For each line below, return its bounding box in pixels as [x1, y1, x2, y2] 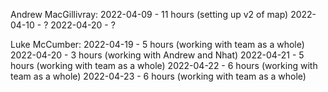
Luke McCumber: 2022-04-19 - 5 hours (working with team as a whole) [10, 39, 305, 50]
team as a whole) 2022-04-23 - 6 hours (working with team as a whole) [10, 70, 307, 82]
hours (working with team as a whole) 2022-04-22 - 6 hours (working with [10, 60, 318, 71]
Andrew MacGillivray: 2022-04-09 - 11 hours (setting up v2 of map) [10, 9, 289, 20]
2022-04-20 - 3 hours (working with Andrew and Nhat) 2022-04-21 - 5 [10, 49, 305, 61]
